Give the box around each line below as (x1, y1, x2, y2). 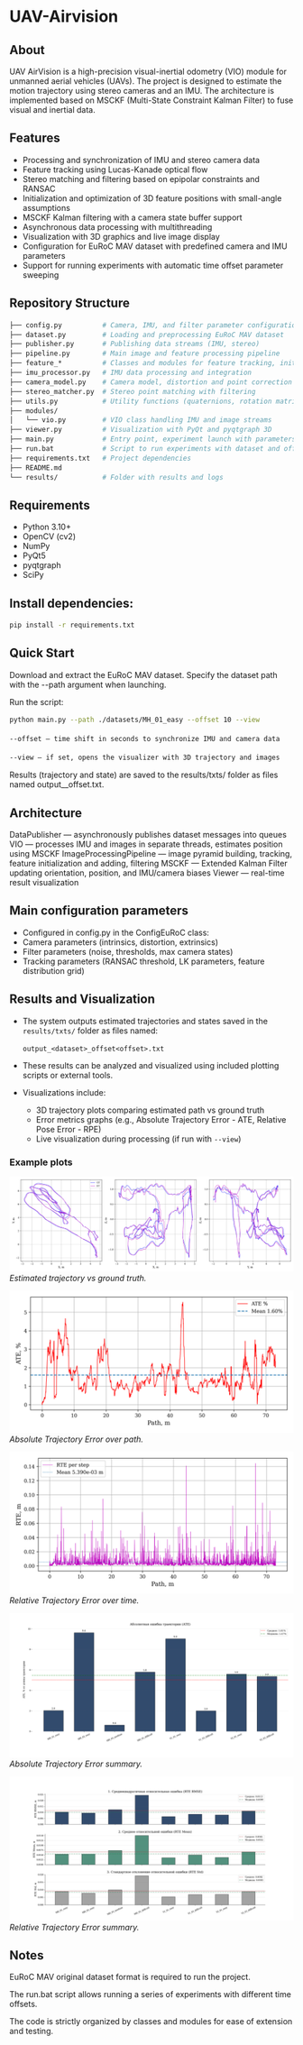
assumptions (22, 202, 70, 213)
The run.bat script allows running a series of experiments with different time (9, 1989, 291, 2000)
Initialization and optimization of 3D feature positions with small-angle (22, 192, 282, 204)
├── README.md (9, 463, 63, 472)
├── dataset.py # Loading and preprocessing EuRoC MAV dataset (9, 330, 284, 339)
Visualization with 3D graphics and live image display (22, 231, 221, 242)
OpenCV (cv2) (22, 531, 77, 542)
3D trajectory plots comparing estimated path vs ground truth (35, 1105, 265, 1115)
